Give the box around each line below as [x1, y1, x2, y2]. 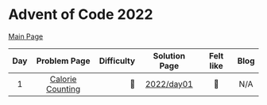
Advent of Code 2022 [8, 6, 153, 24]
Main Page [8, 32, 44, 41]
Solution [153, 50, 185, 61]
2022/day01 [145, 78, 193, 89]
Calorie [49, 73, 77, 84]
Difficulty [99, 55, 136, 66]
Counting [46, 83, 81, 94]
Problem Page [36, 55, 91, 66]
